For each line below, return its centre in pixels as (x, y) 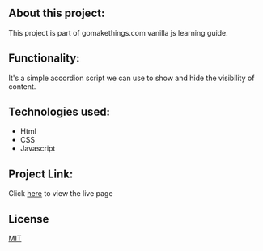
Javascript (38, 148)
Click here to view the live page (61, 194)
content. (22, 86)
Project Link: (41, 174)
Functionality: (44, 59)
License (29, 219)
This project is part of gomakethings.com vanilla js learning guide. (118, 32)
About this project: (57, 13)
